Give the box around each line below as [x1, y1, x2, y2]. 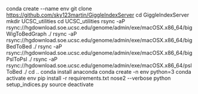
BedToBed [6, 43, 32, 50]
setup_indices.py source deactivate [6, 81, 94, 88]
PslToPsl [6, 56, 28, 62]
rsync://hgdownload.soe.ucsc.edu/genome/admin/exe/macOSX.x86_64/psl [6, 62, 193, 69]
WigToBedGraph [6, 30, 47, 37]
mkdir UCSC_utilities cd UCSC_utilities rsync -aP [6, 18, 126, 24]
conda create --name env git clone [6, 5, 92, 12]
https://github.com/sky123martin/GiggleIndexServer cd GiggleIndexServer [6, 11, 190, 18]
